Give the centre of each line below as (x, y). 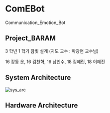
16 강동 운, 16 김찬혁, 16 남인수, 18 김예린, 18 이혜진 (55, 61)
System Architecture (38, 78)
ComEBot (25, 9)
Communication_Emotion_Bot (35, 22)
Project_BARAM (31, 38)
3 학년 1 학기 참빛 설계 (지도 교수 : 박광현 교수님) (52, 51)
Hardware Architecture (42, 105)
